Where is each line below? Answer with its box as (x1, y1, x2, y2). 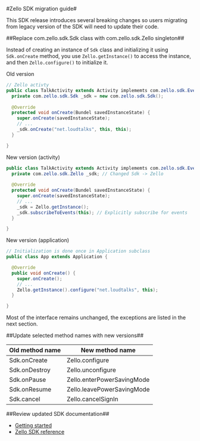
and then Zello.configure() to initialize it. (6, 59, 108, 66)
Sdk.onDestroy (9, 366, 51, 374)
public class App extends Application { (6, 254, 108, 260)
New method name (80, 346, 136, 354)
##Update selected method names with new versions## (6, 332, 144, 339)
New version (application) (6, 237, 70, 244)
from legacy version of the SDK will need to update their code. (6, 23, 159, 30)
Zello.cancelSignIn (66, 395, 118, 403)
